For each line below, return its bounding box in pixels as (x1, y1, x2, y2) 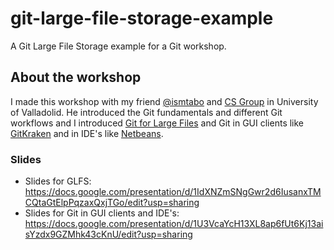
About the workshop (10, 69, 142, 86)
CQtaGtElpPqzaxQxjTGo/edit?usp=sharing (24, 197, 200, 209)
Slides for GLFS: (24, 175, 92, 187)
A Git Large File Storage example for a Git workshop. (10, 40, 227, 52)
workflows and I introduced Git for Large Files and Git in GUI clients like (10, 117, 305, 129)
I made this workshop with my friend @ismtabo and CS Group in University (10, 95, 319, 107)
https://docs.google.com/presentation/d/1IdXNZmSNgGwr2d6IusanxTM (24, 186, 322, 198)
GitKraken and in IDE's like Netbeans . (10, 127, 164, 139)
